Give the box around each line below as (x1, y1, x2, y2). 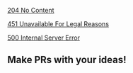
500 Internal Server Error (7, 33, 80, 42)
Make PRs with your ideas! (7, 54, 127, 66)
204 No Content (7, 6, 54, 14)
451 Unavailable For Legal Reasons (7, 20, 110, 28)
